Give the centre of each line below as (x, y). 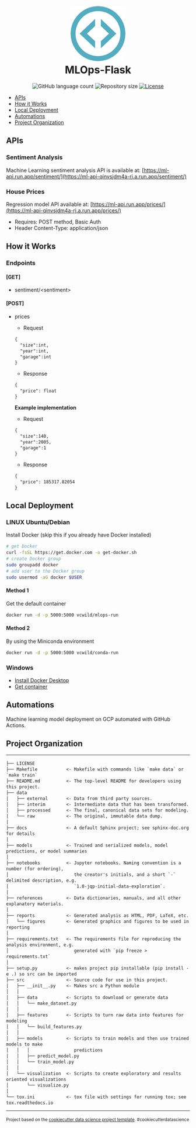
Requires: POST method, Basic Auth (57, 222)
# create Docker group (34, 559)
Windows (20, 668)
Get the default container (36, 603)
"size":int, (34, 345)
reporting (18, 927)
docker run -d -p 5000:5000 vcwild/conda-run (62, 652)
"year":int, (34, 351)
